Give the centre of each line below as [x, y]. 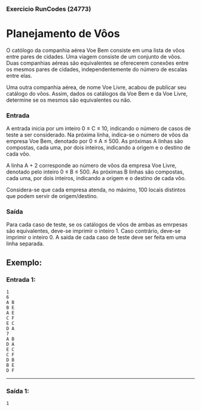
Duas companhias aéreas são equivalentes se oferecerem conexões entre [98, 63]
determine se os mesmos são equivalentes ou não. [69, 100]
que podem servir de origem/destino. [52, 196]
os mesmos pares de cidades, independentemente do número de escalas [97, 69]
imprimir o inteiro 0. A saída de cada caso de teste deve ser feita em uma [96, 238]
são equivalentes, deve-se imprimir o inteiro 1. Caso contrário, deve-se [94, 231]
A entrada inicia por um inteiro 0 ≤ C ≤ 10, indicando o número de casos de [99, 129]
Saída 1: [18, 391]
